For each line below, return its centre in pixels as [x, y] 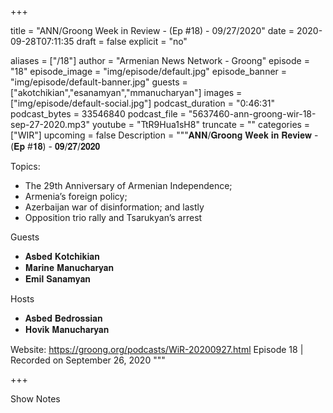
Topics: [25, 166]
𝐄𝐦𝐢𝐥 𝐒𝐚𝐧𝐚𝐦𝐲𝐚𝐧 [57, 279]
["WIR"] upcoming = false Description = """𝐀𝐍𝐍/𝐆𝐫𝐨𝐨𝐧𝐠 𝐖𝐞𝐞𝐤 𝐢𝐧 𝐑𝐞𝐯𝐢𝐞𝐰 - [164, 135]
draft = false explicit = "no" [132, 41]
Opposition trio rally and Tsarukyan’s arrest [113, 217]
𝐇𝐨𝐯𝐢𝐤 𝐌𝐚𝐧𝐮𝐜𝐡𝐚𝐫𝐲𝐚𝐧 [67, 329]
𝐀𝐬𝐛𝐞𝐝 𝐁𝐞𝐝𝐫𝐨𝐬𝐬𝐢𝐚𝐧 [63, 318]
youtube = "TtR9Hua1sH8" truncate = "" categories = [201, 124]
